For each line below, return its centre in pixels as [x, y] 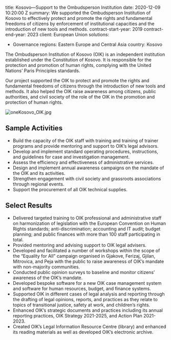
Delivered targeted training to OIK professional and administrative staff [87, 218]
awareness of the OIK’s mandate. [48, 278]
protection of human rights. [34, 102]
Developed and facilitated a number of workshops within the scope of [86, 251]
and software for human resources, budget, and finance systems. [82, 288]
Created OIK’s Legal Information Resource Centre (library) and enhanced [89, 326]
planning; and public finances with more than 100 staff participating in [86, 234]
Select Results [29, 206]
